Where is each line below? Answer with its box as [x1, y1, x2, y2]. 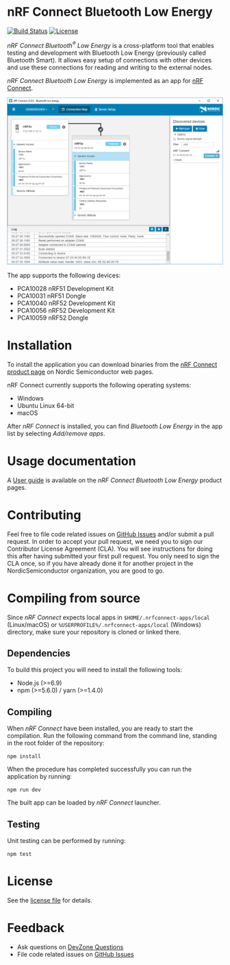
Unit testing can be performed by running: [7, 837, 126, 845]
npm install [7, 753, 41, 760]
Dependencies [7, 647, 71, 659]
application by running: [7, 772, 72, 781]
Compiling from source [7, 591, 140, 606]
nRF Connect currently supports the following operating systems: [7, 381, 192, 389]
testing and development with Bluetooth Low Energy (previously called [7, 49, 207, 57]
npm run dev [7, 787, 41, 794]
